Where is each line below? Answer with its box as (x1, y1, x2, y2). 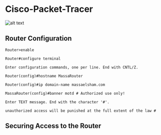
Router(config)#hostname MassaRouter (5, 73, 83, 78)
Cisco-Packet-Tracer (5, 3, 93, 15)
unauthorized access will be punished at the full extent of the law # (5, 108, 156, 113)
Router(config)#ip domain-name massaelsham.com (5, 82, 106, 87)
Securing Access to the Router (5, 122, 102, 130)
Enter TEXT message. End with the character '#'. (5, 99, 110, 105)
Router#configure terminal (5, 56, 61, 61)
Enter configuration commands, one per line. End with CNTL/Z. (5, 65, 139, 70)
